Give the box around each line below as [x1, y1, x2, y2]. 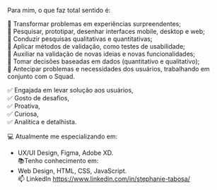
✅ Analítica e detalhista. [7, 118, 77, 126]
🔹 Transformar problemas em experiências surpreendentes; [7, 20, 182, 28]
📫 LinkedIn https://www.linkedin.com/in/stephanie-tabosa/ [17, 174, 191, 183]
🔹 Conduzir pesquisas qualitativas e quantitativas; [7, 35, 153, 43]
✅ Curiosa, [7, 109, 39, 118]
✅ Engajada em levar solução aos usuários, [7, 86, 134, 94]
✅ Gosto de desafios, [7, 94, 69, 102]
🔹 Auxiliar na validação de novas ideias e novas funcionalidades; [7, 49, 196, 58]
